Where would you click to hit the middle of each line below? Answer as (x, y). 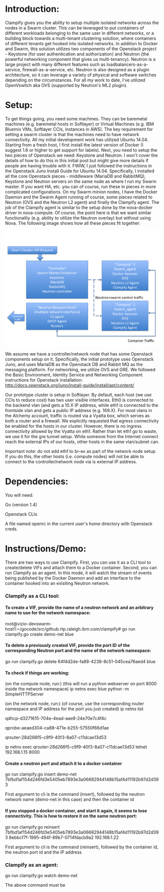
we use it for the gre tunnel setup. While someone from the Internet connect (82, 436)
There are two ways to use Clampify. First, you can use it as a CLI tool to (78, 562)
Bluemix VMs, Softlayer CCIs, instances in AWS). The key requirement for (79, 129)
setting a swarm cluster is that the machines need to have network (72, 134)
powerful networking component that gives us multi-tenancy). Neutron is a (80, 59)
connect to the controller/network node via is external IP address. (71, 461)
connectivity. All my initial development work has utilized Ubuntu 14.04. (77, 139)
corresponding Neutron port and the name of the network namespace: (78, 651)
